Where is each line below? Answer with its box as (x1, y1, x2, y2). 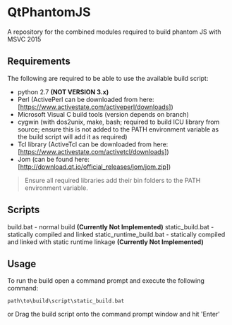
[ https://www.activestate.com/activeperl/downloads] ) (17, 103, 174, 111)
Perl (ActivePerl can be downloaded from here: (17, 95, 154, 103)
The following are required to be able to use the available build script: (7, 74, 209, 82)
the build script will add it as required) (17, 132, 128, 141)
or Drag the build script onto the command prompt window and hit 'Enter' (7, 310, 221, 319)
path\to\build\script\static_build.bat (7, 298, 125, 305)
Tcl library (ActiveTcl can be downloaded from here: (17, 140, 169, 148)
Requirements (7, 56, 71, 68)
